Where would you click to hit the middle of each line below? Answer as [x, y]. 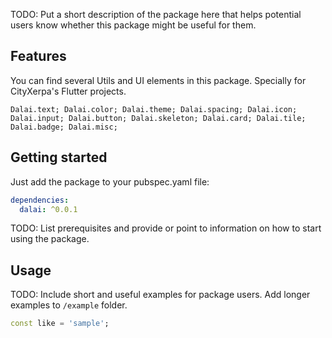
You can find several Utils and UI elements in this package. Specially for [158, 80]
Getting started [59, 157]
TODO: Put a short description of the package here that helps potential [156, 14]
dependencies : [40, 200]
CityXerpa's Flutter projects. [68, 91]
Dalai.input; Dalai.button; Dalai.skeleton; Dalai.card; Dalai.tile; [158, 118]
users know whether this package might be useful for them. [133, 25]
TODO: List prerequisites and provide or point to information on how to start [166, 228]
